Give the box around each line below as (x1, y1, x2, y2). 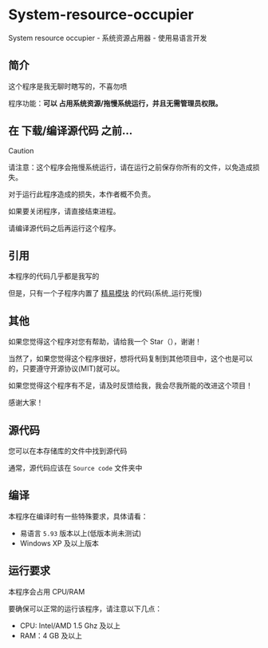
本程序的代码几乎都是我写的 (8, 272, 100, 281)
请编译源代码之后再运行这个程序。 (8, 223, 120, 233)
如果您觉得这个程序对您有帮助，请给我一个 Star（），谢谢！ (8, 337, 202, 347)
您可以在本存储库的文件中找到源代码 (8, 446, 128, 455)
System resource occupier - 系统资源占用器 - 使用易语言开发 (8, 33, 207, 42)
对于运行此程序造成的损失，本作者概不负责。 (8, 189, 156, 199)
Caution (8, 145, 34, 155)
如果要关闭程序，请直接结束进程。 (8, 206, 120, 216)
